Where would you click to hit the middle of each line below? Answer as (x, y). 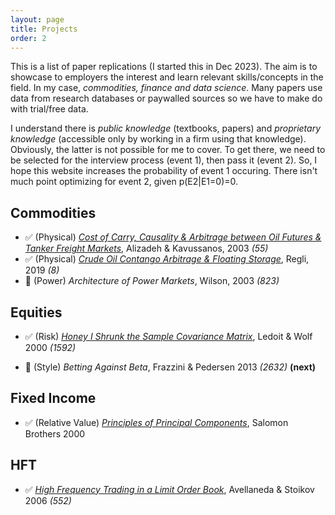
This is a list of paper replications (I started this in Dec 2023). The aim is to (164, 67)
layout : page (37, 19)
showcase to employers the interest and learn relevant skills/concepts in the (167, 77)
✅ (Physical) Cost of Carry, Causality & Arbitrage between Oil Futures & (173, 237)
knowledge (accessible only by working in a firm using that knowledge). (158, 139)
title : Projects (44, 29)
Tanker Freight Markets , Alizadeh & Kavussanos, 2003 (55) (146, 248)
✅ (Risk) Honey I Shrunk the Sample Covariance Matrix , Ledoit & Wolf (168, 336)
